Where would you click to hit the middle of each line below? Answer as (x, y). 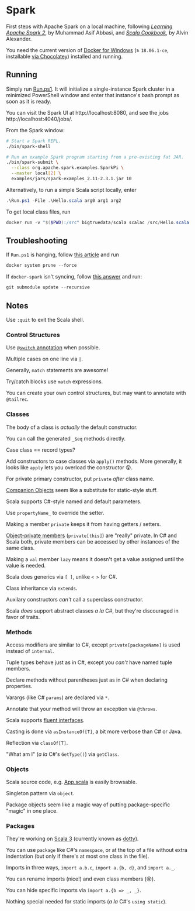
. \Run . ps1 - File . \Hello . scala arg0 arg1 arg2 (64, 200)
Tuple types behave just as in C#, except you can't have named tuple (89, 662)
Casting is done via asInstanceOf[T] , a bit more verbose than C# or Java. (94, 731)
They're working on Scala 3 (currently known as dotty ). (72, 839)
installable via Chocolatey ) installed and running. (65, 56)
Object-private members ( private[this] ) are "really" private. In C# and (91, 535)
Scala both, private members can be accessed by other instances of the (93, 541)
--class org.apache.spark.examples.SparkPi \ (68, 168)
